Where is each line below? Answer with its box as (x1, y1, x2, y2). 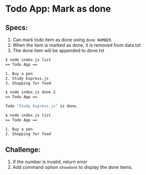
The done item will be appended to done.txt (12, 48, 104, 53)
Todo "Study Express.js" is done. (5, 103, 79, 109)
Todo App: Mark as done (5, 3, 111, 15)
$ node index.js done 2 (5, 90, 56, 95)
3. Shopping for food (5, 81, 51, 86)
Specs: (5, 23, 28, 32)
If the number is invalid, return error (12, 159, 87, 165)
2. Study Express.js (5, 76, 49, 81)
